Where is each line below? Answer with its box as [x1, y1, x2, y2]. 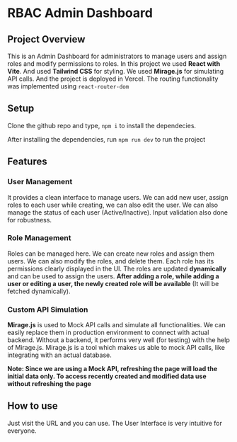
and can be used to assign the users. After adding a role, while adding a [7, 271, 219, 280]
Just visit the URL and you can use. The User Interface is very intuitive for [7, 419, 223, 427]
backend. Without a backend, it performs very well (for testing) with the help [7, 336, 230, 344]
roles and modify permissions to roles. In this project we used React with [7, 59, 221, 68]
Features [7, 156, 47, 168]
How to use [7, 400, 58, 412]
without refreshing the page [7, 380, 92, 388]
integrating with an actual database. [7, 351, 112, 359]
